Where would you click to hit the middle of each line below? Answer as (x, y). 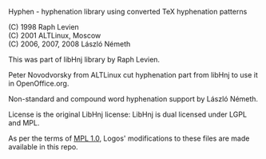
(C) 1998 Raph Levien (44, 27)
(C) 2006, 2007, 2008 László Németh (69, 44)
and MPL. (24, 123)
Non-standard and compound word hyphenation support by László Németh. (133, 99)
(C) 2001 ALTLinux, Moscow (55, 36)
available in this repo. (43, 147)
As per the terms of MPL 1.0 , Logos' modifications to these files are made (129, 138)
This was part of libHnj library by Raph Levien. (84, 60)
